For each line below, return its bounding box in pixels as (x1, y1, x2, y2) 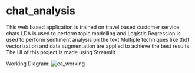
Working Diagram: (6, 60, 50, 67)
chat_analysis (6, 4, 75, 18)
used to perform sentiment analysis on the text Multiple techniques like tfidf (6, 36, 190, 43)
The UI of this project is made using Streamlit (6, 48, 116, 55)
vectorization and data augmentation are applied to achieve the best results (6, 42, 190, 49)
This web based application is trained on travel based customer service (6, 24, 180, 31)
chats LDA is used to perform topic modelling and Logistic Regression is (6, 29, 181, 36)
